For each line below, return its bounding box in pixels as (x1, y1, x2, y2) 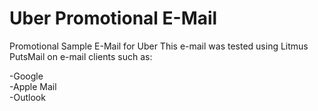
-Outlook (9, 91, 46, 103)
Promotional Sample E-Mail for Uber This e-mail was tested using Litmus (9, 40, 309, 52)
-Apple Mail (9, 80, 57, 92)
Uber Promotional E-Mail (9, 7, 218, 30)
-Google (9, 70, 44, 82)
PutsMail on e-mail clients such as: (9, 50, 153, 62)
